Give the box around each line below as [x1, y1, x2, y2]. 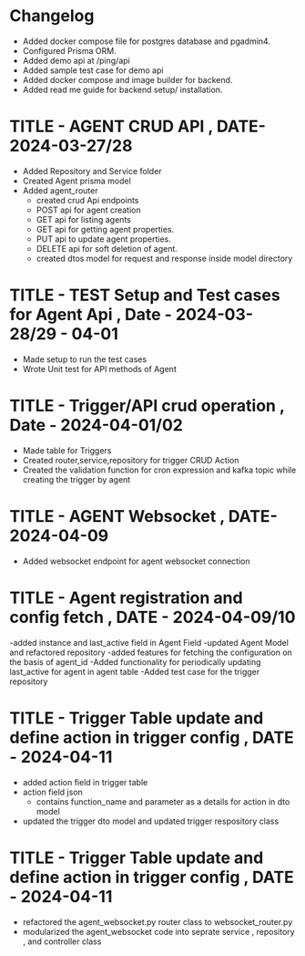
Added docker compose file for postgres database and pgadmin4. [22, 36, 271, 47]
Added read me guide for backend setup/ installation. [22, 84, 223, 95]
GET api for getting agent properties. [36, 223, 175, 234]
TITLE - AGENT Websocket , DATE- [9, 505, 278, 526]
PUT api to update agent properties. [36, 234, 171, 244]
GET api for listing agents [36, 213, 132, 224]
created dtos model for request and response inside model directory [36, 253, 293, 264]
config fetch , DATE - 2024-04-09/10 [9, 607, 296, 628]
